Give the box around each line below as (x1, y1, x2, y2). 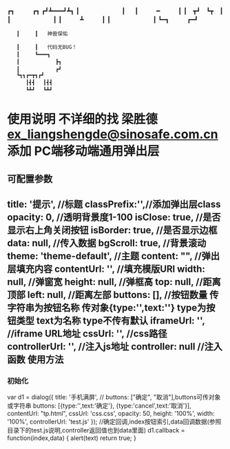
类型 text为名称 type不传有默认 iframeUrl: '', (16, 315, 205, 326)
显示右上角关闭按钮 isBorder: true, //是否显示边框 (7, 224, 218, 236)
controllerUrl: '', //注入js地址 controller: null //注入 (7, 341, 222, 352)
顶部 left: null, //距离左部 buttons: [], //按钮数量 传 (7, 289, 219, 301)
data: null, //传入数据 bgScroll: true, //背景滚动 (7, 237, 207, 249)
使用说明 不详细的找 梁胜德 (7, 112, 158, 127)
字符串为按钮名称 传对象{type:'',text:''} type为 (7, 301, 207, 313)
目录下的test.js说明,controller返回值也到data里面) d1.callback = (7, 426, 185, 435)
